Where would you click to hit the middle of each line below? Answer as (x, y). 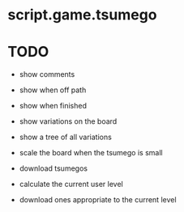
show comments (47, 74)
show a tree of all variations (66, 137)
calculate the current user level (71, 184)
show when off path (53, 90)
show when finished (53, 106)
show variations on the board (68, 121)
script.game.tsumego (82, 15)
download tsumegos (53, 168)
